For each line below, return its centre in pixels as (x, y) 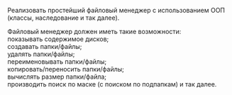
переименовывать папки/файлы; (57, 62)
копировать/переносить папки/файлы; (66, 69)
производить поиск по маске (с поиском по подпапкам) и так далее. (112, 84)
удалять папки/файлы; (41, 54)
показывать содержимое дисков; (58, 39)
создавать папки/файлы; (45, 46)
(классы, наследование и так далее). (63, 18)
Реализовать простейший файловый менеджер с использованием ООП (116, 10)
